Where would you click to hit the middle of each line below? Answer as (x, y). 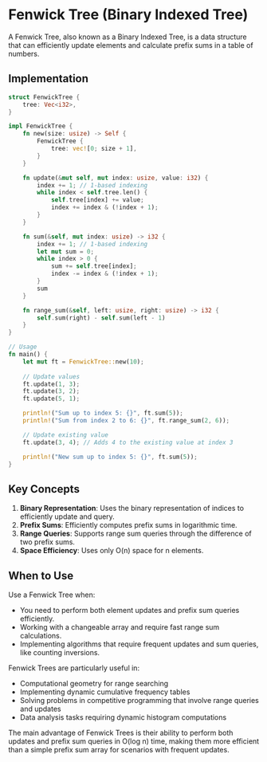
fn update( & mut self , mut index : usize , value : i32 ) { (116, 178)
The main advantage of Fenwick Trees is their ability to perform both (121, 733)
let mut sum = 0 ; (65, 251)
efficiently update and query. (67, 517)
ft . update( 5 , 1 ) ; (51, 399)
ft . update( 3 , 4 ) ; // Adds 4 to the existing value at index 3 (128, 442)
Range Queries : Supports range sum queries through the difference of (136, 534)
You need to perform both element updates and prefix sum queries (130, 610)
